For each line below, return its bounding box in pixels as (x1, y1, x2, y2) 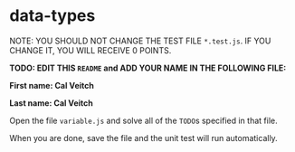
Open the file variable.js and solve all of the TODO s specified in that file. (9, 115, 278, 126)
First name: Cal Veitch (9, 80, 95, 90)
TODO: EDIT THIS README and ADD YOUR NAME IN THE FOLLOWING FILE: (9, 62, 287, 73)
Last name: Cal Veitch (9, 97, 93, 109)
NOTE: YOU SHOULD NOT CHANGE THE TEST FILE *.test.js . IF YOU (9, 35, 271, 46)
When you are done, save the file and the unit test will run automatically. (9, 132, 278, 143)
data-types (9, 5, 96, 26)
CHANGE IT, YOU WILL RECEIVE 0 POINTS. (9, 44, 172, 55)
